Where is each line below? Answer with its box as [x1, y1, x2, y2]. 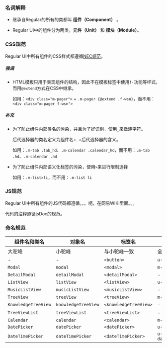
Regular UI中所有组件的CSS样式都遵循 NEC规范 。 [5, 53, 105, 59]
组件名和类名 [14, 239, 45, 246]
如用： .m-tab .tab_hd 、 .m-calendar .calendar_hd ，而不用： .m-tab [12, 147, 150, 153]
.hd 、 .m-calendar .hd [12, 153, 57, 159]
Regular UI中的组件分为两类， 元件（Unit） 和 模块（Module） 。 [12, 27, 142, 33]
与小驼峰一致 [104, 248, 134, 255]
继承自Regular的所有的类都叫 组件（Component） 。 [12, 16, 121, 23]
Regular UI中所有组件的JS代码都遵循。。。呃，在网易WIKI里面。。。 [5, 200, 138, 206]
